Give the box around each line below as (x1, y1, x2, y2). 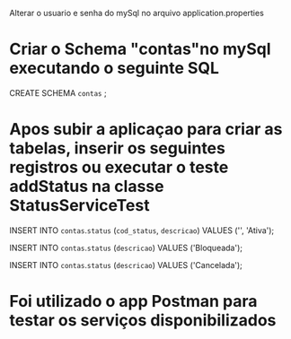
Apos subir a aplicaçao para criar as (9, 119, 283, 140)
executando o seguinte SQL (9, 58, 220, 79)
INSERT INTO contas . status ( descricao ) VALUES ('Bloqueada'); (9, 242, 242, 253)
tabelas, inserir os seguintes (9, 138, 226, 159)
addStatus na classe (9, 177, 164, 196)
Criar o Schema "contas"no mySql (9, 39, 271, 59)
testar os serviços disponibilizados (9, 310, 277, 331)
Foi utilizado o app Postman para (9, 291, 258, 312)
